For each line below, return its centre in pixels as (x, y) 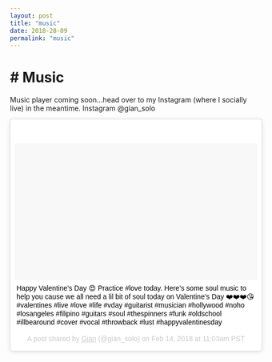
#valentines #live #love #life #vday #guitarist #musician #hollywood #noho (131, 306)
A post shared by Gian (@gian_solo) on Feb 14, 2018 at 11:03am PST (136, 339)
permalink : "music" (42, 38)
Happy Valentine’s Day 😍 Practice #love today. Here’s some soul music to (132, 288)
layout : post (32, 16)
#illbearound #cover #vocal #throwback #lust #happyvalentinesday (119, 322)
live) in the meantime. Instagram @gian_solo (83, 108)
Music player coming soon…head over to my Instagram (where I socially (128, 100)
